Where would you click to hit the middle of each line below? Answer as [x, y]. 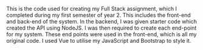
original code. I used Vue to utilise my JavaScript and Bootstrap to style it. [99, 41]
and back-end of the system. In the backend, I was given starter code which [102, 21]
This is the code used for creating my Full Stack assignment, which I [92, 9]
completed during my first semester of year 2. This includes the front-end [99, 15]
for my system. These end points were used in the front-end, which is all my [101, 34]
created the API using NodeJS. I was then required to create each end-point [101, 28]
